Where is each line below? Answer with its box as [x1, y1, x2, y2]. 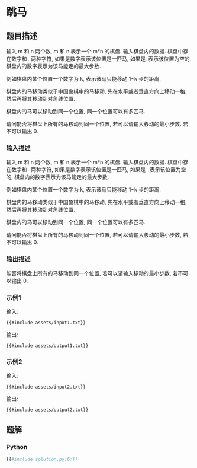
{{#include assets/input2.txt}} [6, 384, 86, 390]
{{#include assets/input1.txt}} [6, 320, 86, 326]
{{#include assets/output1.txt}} [6, 342, 89, 349]
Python [6, 442, 28, 451]
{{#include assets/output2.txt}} [6, 407, 89, 413]
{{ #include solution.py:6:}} [6, 456, 78, 462]
